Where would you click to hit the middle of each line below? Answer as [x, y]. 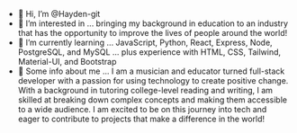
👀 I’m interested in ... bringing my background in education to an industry [153, 23]
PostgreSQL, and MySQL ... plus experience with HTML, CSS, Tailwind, [149, 52]
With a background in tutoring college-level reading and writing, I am [145, 90]
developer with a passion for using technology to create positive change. [153, 80]
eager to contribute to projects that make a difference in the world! [141, 119]
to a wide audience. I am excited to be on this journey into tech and [142, 109]
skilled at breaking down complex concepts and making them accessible [153, 100]
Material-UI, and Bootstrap [67, 62]
